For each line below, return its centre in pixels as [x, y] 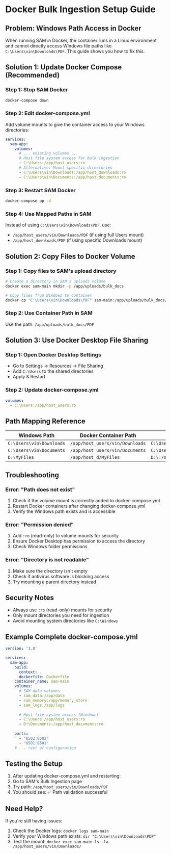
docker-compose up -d [28, 201]
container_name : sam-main [42, 682]
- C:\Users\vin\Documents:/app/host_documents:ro [72, 177]
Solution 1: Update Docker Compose [64, 67]
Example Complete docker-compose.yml [72, 637]
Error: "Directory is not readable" [47, 560]
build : [21, 667]
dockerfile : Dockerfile [44, 677]
